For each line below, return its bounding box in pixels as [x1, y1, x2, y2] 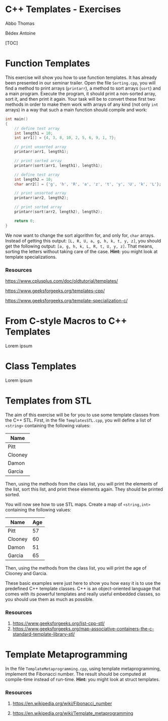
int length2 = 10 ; [14, 177, 53, 182]
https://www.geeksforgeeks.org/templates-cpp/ [5, 288, 105, 294]
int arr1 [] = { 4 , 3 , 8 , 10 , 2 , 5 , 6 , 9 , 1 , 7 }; [14, 135, 117, 140]
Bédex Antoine [5, 30, 36, 36]
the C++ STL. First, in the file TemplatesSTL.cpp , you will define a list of [5, 417, 152, 423]
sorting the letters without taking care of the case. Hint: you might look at [5, 248, 158, 254]
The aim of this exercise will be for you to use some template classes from [5, 412, 160, 418]
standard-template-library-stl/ [12, 631, 75, 637]
